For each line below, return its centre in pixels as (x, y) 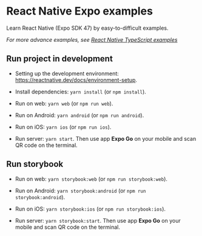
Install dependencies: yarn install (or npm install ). (81, 92)
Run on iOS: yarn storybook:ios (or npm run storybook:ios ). (90, 209)
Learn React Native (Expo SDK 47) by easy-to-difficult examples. (87, 28)
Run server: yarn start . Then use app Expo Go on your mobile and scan (106, 138)
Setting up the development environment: (67, 73)
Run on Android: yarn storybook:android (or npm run (80, 190)
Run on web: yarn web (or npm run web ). (64, 103)
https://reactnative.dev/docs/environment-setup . (76, 79)
